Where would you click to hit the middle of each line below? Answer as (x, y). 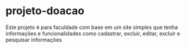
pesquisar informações (34, 40)
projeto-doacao (45, 11)
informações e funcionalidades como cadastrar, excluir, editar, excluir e (93, 33)
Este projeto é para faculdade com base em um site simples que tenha (92, 27)
